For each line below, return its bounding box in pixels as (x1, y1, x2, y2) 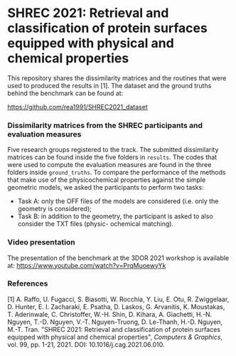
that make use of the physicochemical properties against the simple (7, 176, 206, 184)
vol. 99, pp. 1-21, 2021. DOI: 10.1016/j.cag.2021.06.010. (7, 340, 165, 349)
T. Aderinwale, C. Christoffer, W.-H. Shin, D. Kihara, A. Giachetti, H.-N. (7, 310, 213, 318)
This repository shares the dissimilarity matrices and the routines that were (7, 73, 227, 82)
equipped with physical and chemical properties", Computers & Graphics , (7, 333, 222, 341)
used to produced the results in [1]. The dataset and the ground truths (7, 81, 212, 90)
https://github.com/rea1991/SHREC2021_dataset (7, 102, 148, 111)
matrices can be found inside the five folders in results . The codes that (7, 153, 218, 161)
